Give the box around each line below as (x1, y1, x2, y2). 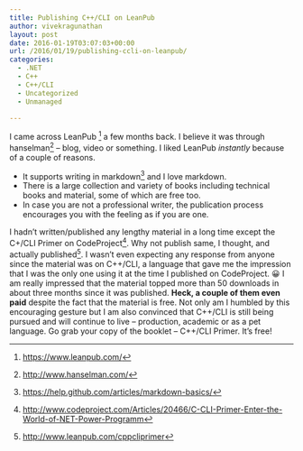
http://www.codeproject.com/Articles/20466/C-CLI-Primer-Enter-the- (22, 403, 283, 415)
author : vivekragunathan (9, 22, 103, 31)
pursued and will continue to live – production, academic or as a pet (9, 316, 262, 327)
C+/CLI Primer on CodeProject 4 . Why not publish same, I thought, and (9, 236, 271, 248)
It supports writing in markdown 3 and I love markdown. (22, 169, 227, 181)
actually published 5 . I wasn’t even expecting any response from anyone (9, 247, 275, 260)
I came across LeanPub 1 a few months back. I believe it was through (9, 130, 265, 143)
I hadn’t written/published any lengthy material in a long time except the (9, 226, 276, 237)
